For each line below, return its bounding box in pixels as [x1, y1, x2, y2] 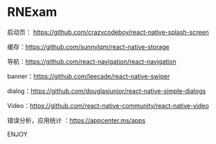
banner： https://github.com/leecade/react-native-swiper [7, 72, 170, 80]
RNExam [7, 4, 57, 20]
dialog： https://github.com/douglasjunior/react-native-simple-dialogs [7, 87, 206, 95]
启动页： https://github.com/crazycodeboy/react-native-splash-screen [7, 28, 209, 36]
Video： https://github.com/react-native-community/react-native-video [7, 101, 209, 109]
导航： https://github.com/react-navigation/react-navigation [7, 57, 177, 66]
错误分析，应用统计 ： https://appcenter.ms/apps [7, 116, 146, 125]
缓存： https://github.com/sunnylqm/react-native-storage [7, 42, 170, 51]
